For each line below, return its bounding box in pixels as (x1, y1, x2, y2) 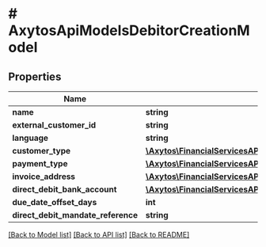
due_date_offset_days (12, 197, 97, 207)
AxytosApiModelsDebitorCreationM (8, 21, 251, 40)
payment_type (12, 158, 68, 169)
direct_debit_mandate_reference (12, 210, 139, 220)
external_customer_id (12, 120, 97, 131)
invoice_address (12, 171, 76, 182)
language (12, 132, 49, 143)
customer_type (12, 146, 71, 156)
